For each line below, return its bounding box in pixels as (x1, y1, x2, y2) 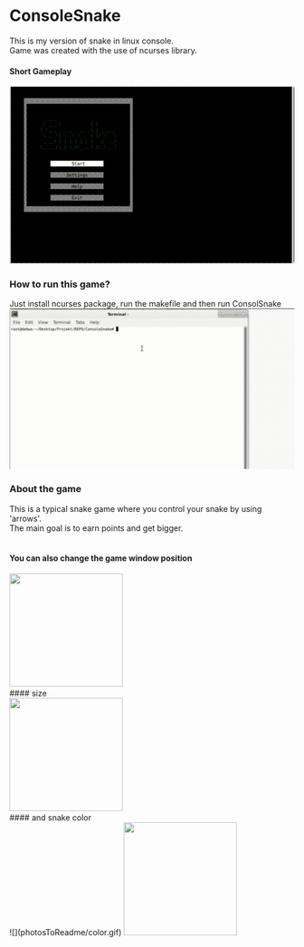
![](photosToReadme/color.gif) (9, 927, 122, 938)
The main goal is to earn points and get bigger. (9, 522, 184, 534)
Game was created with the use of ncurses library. (9, 44, 197, 55)
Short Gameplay (9, 65, 72, 77)
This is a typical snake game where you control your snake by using (9, 503, 262, 514)
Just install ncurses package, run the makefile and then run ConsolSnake (9, 298, 282, 309)
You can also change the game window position (9, 553, 193, 563)
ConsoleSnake (9, 5, 121, 26)
